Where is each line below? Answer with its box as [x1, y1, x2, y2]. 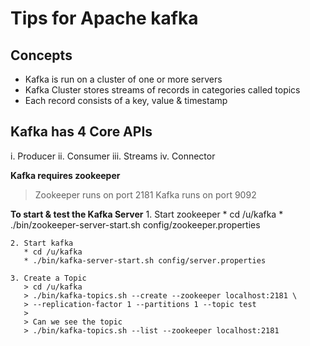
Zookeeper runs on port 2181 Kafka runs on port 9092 [34, 188, 257, 201]
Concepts [10, 47, 73, 64]
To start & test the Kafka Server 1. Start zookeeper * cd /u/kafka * [10, 208, 284, 220]
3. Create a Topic [10, 273, 87, 283]
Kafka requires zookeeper [10, 169, 121, 181]
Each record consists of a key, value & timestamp [24, 95, 228, 106]
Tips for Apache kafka [10, 7, 199, 30]
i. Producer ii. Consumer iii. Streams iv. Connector [10, 150, 216, 162]
